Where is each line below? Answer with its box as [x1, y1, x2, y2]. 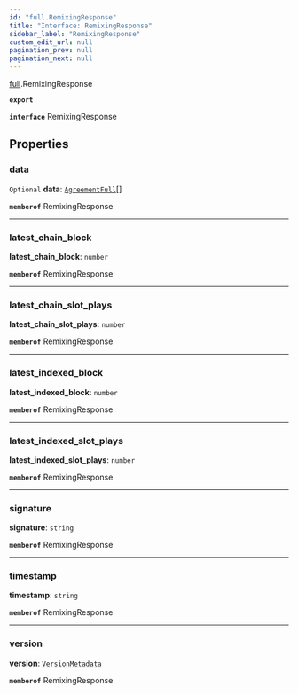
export [9, 96, 34, 105]
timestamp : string [9, 590, 78, 601]
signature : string [9, 522, 74, 533]
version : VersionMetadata [9, 658, 102, 668]
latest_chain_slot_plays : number [9, 319, 126, 330]
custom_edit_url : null [9, 37, 93, 47]
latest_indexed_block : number [9, 386, 118, 397]
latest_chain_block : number [9, 251, 109, 261]
